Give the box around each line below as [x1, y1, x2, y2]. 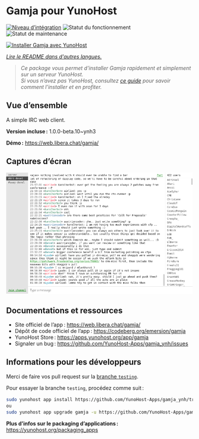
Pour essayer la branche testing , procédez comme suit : [6, 384, 144, 392]
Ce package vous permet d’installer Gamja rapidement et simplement [20, 64, 191, 72]
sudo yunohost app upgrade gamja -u [6, 409, 97, 415]
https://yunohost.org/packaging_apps [6, 426, 98, 433]
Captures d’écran [6, 156, 72, 166]
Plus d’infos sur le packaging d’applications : [6, 419, 118, 427]
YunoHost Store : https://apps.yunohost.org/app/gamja [14, 334, 149, 341]
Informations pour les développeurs [6, 357, 142, 367]
